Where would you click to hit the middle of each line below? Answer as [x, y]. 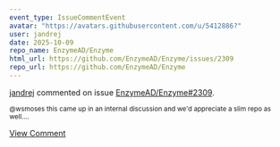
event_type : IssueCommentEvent [68, 17]
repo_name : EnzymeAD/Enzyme [62, 51]
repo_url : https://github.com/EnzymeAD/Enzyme [98, 68]
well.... [19, 117]
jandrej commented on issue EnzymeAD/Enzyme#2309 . [112, 92]
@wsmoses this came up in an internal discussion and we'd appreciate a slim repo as [140, 109]
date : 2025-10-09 [42, 42]
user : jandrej [36, 34]
